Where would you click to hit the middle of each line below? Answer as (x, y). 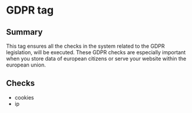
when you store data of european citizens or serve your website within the (96, 59)
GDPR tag (30, 10)
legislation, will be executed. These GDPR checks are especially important (96, 52)
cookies (24, 97)
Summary (24, 32)
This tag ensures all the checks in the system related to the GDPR (85, 46)
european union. (26, 65)
